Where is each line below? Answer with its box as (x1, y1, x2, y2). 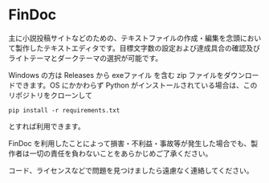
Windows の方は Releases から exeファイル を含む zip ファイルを (8, 70, 225, 79)
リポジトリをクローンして (8, 90, 92, 100)
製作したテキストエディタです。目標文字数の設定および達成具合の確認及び (14, 43, 261, 53)
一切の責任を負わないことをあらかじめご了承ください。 (29, 148, 213, 158)
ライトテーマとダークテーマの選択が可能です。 (8, 53, 163, 63)
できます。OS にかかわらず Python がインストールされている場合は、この (14, 80, 258, 90)
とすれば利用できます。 (8, 121, 86, 131)
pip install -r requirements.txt (8, 106, 120, 114)
